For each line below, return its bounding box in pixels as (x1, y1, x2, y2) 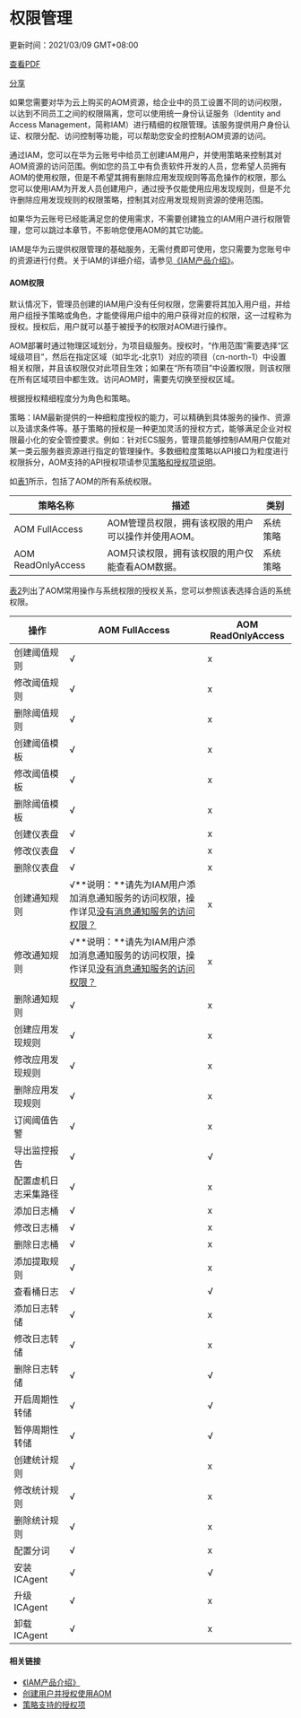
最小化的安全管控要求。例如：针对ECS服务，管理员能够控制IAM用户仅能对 (16, 434, 291, 445)
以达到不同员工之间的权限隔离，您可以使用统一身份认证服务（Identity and (9, 108, 281, 118)
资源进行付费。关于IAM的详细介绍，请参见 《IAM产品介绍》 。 (16, 255, 239, 266)
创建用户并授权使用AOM (21, 1688, 112, 1699)
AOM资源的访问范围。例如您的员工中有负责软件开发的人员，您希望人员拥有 (9, 161, 287, 171)
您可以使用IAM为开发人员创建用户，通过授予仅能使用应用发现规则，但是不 (9, 183, 284, 194)
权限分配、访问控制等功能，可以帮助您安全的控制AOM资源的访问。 (24, 130, 271, 141)
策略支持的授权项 (21, 1699, 86, 1710)
